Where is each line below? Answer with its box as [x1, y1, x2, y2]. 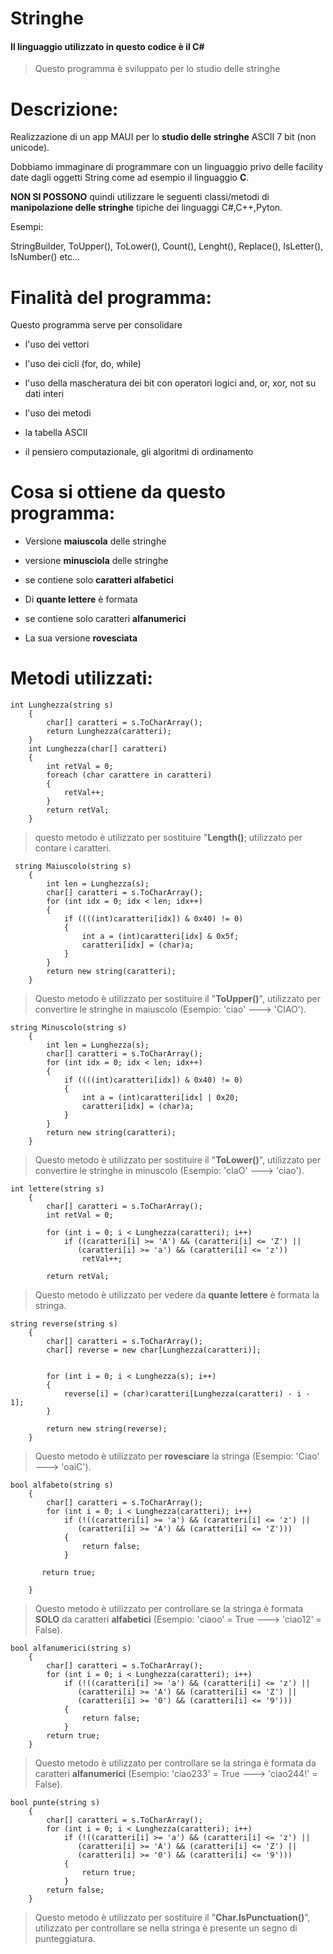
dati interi [24, 388, 65, 400]
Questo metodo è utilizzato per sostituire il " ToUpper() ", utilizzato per [34, 993, 322, 1005]
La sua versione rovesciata [24, 632, 138, 644]
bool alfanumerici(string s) [10, 1643, 132, 1654]
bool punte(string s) [10, 1798, 101, 1808]
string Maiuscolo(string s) [14, 862, 132, 872]
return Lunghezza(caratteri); [46, 727, 172, 737]
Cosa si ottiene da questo [10, 481, 226, 504]
